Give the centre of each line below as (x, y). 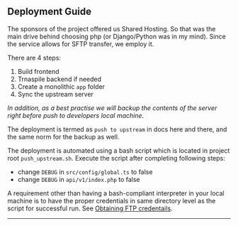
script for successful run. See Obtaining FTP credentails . (90, 208)
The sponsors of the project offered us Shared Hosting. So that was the (112, 28)
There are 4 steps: (34, 58)
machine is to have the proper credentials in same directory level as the (112, 200)
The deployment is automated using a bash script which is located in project (119, 150)
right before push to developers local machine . (76, 115)
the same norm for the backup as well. (63, 136)
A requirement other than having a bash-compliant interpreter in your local (116, 193)
